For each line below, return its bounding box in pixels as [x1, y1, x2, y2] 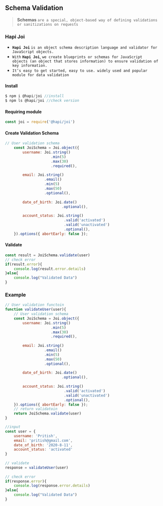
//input [5, 425, 21, 430]
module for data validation [12, 73, 69, 77]
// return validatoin [14, 407, 57, 412]
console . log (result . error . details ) [14, 266, 86, 271]
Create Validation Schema [5, 130, 59, 136]
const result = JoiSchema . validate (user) [5, 253, 91, 258]
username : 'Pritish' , [14, 433, 57, 438]
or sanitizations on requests [17, 22, 79, 27]
